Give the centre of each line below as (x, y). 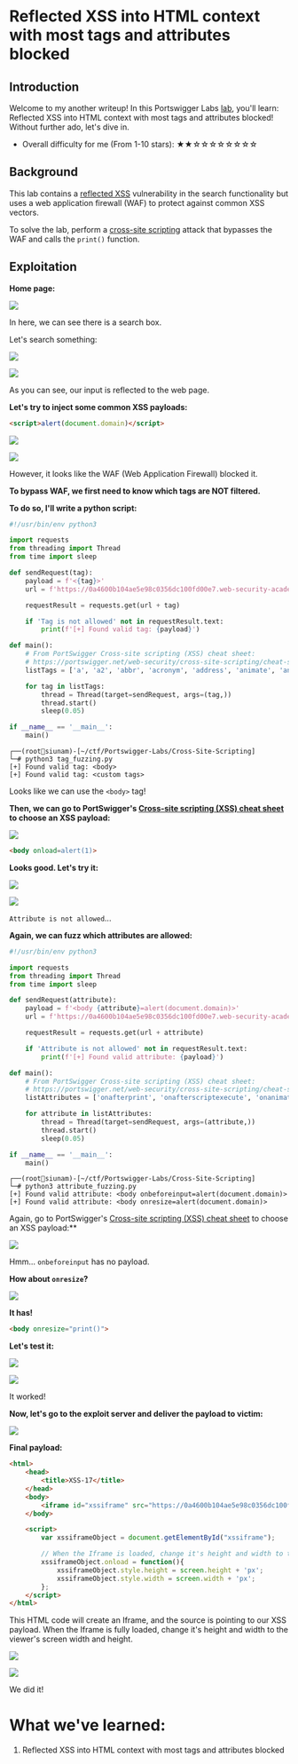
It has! (21, 1313)
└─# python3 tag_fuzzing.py (61, 759)
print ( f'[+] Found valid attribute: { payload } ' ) (133, 1057)
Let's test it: (32, 1346)
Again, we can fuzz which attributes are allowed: (101, 935)
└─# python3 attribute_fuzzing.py (73, 1187)
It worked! (27, 1396)
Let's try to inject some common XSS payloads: (98, 407)
